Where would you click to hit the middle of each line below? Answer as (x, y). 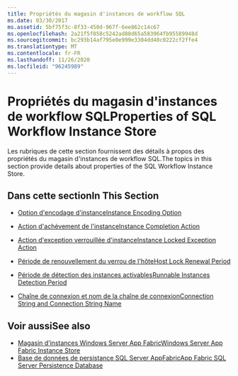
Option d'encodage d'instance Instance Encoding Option (100, 213)
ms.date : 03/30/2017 (38, 20)
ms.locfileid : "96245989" (45, 66)
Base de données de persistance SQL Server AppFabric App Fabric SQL (122, 358)
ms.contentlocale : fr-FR (44, 54)
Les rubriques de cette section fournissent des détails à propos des (106, 151)
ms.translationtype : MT (42, 47)
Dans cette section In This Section (83, 195)
